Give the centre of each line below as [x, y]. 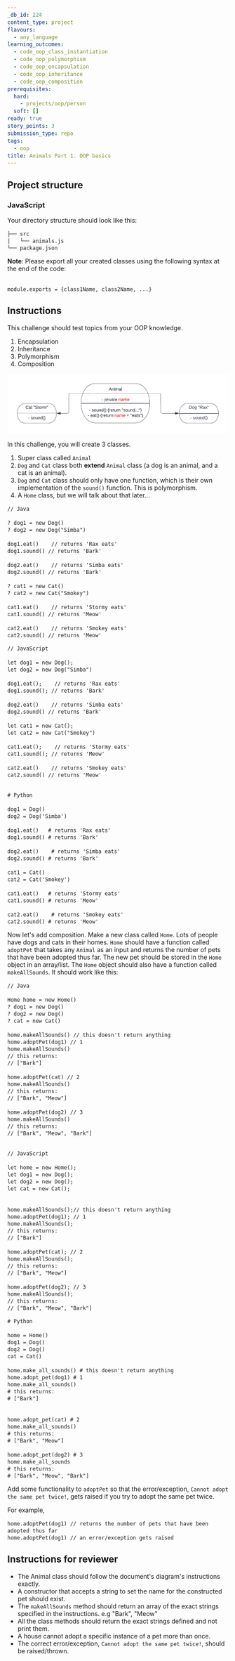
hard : [22, 96]
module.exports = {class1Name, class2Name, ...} [80, 289]
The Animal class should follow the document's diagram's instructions [119, 1576]
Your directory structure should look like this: [72, 220]
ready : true [25, 119]
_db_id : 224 [25, 15]
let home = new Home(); [42, 1167]
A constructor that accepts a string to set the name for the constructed [120, 1591]
